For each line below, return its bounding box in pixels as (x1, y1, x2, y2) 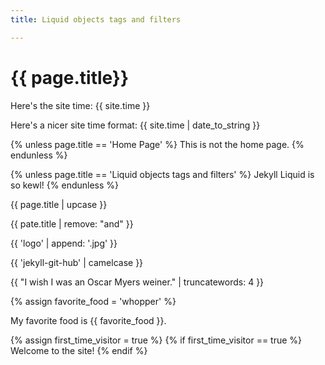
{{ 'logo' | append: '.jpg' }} (10, 237, 118, 249)
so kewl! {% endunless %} (10, 179, 120, 191)
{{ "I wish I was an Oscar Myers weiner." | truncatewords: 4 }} (10, 276, 265, 288)
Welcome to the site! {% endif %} (10, 344, 148, 356)
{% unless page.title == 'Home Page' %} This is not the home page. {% (10, 138, 305, 150)
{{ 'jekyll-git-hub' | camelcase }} (10, 256, 144, 268)
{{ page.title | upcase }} (10, 198, 108, 210)
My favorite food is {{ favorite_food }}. (10, 314, 167, 326)
